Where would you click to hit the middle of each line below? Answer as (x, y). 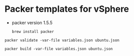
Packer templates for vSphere (67, 9)
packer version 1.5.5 (32, 23)
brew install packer (33, 31)
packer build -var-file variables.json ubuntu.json (59, 49)
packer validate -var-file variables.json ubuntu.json (62, 40)
